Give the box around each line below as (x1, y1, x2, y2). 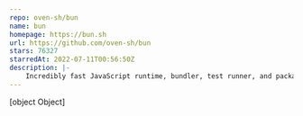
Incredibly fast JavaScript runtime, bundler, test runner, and (25, 72, 272, 81)
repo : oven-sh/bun (9, 13, 78, 22)
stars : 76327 (9, 47, 59, 56)
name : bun (9, 22, 47, 31)
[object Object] (9, 96, 66, 107)
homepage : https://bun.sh (9, 30, 106, 39)
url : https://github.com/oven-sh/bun (9, 38, 151, 48)
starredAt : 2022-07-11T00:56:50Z (9, 55, 135, 64)
